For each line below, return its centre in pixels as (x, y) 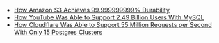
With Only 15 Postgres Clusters (58, 32)
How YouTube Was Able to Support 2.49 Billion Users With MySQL (109, 17)
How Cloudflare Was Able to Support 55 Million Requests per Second (113, 25)
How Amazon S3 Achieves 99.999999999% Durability (92, 10)
